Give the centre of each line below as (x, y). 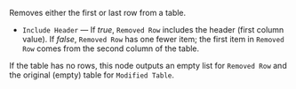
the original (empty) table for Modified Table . (92, 75)
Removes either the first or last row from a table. (98, 13)
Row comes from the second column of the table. (111, 48)
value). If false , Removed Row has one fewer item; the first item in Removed (153, 39)
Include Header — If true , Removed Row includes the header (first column (153, 30)
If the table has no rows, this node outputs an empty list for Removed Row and (148, 66)
